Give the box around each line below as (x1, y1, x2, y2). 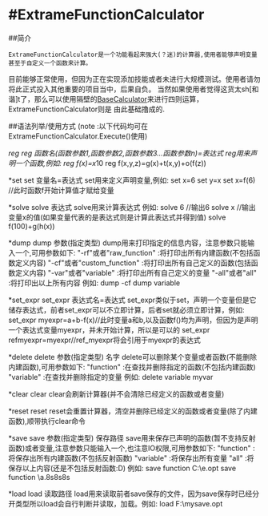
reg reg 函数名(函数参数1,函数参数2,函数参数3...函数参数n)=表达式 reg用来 (8, 148, 250, 158)
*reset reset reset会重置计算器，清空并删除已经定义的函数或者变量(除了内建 (8, 406, 258, 416)
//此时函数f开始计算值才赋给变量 (8, 185, 114, 195)
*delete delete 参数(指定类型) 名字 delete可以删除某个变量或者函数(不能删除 (8, 352, 258, 361)
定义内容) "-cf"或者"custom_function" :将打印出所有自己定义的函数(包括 (14, 258, 252, 268)
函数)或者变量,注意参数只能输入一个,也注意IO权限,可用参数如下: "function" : (8, 443, 256, 453)
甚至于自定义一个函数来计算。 (8, 58, 92, 67)
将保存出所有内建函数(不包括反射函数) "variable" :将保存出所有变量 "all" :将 (8, 453, 254, 462)
